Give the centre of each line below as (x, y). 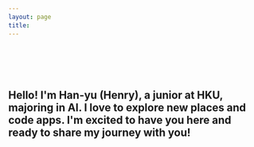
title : (19, 25)
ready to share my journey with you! (100, 133)
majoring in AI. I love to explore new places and (127, 108)
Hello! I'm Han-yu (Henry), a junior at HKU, (115, 95)
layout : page (30, 17)
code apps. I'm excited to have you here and (120, 120)
